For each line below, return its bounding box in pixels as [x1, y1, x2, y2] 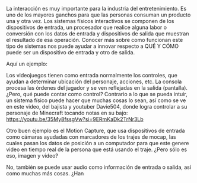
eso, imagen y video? [6, 152, 58, 159]
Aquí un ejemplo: [6, 60, 47, 67]
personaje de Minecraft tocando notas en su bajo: [6, 109, 128, 116]
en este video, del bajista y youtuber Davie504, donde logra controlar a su [6, 103, 188, 110]
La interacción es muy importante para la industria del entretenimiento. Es [6, 5, 187, 12]
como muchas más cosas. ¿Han [6, 170, 84, 177]
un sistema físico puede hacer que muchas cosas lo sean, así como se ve [6, 97, 186, 104]
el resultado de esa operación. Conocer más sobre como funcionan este [6, 37, 183, 43]
